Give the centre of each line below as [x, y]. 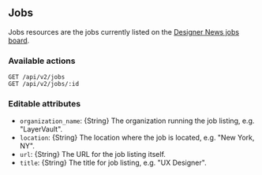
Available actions [42, 61]
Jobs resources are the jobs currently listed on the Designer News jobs [124, 32]
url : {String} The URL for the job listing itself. [92, 155]
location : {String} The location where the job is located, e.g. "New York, [137, 138]
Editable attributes [45, 104]
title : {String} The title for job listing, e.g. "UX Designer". [113, 163]
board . [19, 40]
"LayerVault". [41, 129]
